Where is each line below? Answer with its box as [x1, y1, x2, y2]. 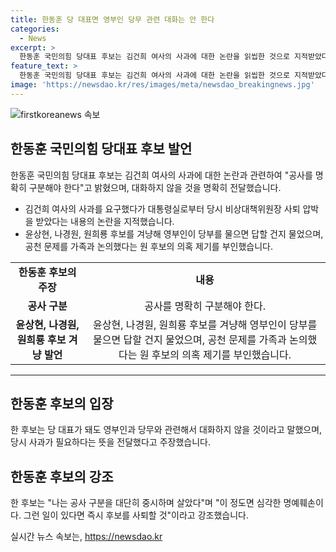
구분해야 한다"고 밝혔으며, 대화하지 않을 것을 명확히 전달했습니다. [28, 181, 282, 193]
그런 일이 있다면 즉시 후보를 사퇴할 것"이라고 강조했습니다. [23, 509, 249, 521]
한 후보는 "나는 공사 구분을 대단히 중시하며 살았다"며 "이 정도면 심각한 [10, 497, 282, 509]
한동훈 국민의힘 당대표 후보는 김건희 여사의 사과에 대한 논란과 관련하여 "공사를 [10, 169, 313, 181]
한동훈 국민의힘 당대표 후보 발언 [10, 141, 193, 158]
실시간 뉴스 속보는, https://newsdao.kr [10, 531, 163, 543]
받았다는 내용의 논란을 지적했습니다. [35, 215, 175, 227]
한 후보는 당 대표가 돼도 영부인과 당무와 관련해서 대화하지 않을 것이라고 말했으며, [10, 424, 323, 436]
